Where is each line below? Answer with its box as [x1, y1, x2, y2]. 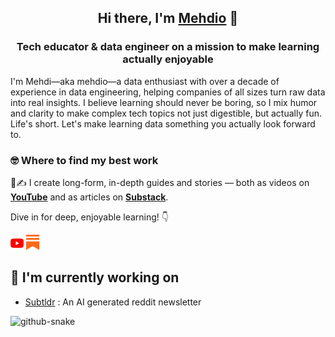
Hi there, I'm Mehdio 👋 [97, 10, 239, 27]
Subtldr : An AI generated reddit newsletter [24, 296, 202, 308]
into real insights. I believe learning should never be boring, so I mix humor [10, 96, 318, 108]
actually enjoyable [122, 52, 214, 66]
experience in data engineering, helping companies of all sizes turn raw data [10, 86, 326, 98]
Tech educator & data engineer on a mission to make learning [16, 40, 320, 54]
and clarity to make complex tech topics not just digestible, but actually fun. [10, 107, 323, 119]
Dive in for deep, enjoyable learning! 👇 [10, 211, 169, 223]
